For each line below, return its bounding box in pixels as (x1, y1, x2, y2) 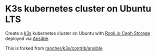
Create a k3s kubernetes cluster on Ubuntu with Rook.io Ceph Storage (5, 30, 150, 36)
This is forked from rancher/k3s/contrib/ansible (5, 45, 103, 51)
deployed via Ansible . (5, 35, 50, 41)
